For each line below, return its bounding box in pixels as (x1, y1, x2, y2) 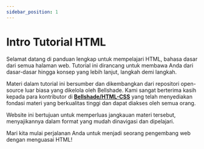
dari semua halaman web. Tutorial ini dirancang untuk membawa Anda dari (6, 61, 194, 69)
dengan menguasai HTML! (6, 136, 73, 143)
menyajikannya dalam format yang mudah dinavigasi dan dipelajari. (6, 117, 175, 125)
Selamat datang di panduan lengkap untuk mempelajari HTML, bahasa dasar (6, 55, 198, 63)
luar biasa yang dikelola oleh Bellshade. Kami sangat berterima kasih (25, 86, 197, 94)
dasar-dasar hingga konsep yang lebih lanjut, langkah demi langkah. (6, 68, 177, 75)
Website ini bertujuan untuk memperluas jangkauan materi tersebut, (6, 111, 176, 119)
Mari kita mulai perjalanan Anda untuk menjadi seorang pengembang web (6, 129, 191, 137)
